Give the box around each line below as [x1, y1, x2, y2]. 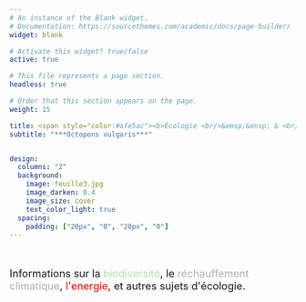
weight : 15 [9, 105, 51, 114]
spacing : [17, 213, 51, 223]
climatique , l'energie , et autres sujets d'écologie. [9, 279, 246, 293]
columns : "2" [17, 163, 67, 172]
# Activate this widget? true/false [9, 46, 148, 55]
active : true [9, 55, 59, 65]
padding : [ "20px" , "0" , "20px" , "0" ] [25, 222, 169, 231]
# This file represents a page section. [9, 72, 166, 81]
